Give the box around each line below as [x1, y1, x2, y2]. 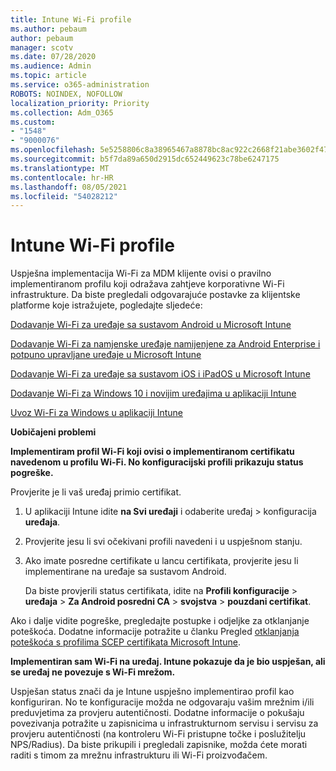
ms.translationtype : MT [10, 163, 110, 173]
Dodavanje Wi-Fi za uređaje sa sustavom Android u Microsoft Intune [10, 319, 292, 331]
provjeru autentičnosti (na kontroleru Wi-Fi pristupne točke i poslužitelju [10, 728, 307, 740]
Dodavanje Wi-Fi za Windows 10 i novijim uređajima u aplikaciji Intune [10, 387, 297, 400]
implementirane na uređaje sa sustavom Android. [24, 566, 227, 578]
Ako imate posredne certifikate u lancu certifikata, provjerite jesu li [24, 555, 299, 567]
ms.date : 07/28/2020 [10, 52, 97, 62]
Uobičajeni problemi [10, 426, 97, 438]
